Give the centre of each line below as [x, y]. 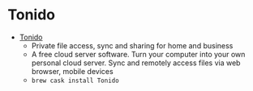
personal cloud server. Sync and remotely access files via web [136, 63]
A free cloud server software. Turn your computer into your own [138, 54]
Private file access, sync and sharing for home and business [132, 45]
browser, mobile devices [73, 71]
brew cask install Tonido [75, 81]
